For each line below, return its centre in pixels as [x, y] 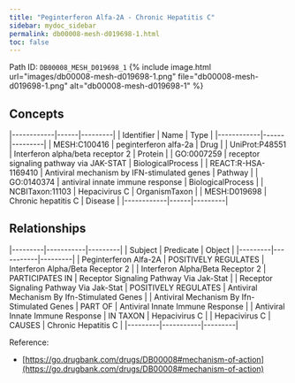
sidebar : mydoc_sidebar [53, 26]
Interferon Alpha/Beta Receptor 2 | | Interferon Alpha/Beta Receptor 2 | [138, 268]
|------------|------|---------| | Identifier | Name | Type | [111, 135]
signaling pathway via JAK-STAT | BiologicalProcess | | [109, 164]
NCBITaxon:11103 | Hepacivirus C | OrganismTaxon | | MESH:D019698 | [138, 192]
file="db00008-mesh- [218, 77]
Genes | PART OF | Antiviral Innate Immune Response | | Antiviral [167, 306]
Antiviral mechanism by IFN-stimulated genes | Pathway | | [151, 172]
